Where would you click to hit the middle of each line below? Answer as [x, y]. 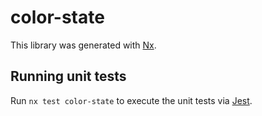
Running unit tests [68, 76]
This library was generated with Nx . [83, 45]
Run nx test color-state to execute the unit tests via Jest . [131, 100]
